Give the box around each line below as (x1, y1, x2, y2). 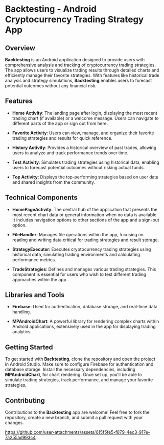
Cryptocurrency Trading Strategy (5, 14, 144, 25)
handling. (12, 309, 31, 315)
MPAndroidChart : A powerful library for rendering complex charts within (12, 319, 159, 324)
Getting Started (5, 343, 53, 351)
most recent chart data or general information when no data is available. (12, 212, 158, 218)
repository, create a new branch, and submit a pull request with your (5, 415, 143, 420)
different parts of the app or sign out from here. (12, 120, 108, 126)
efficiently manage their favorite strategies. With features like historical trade (5, 73, 160, 78)
